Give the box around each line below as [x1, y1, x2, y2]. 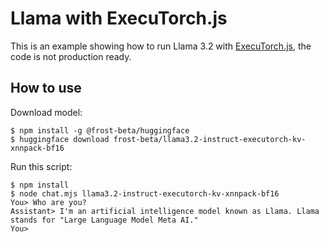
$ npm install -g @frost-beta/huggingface [10, 125, 190, 136]
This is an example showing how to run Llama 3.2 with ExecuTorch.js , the [10, 40, 312, 52]
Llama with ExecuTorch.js [10, 7, 228, 30]
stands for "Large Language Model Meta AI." [10, 215, 199, 225]
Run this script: [10, 160, 73, 172]
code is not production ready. [10, 50, 132, 62]
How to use [10, 80, 82, 97]
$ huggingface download [10, 134, 110, 144]
